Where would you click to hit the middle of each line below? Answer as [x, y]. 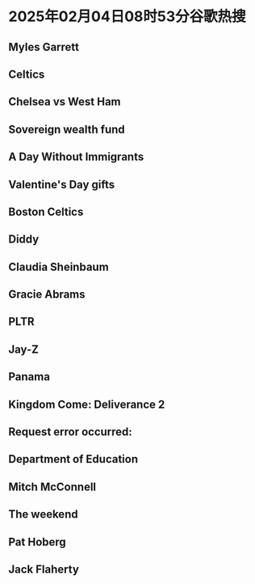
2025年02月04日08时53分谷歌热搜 [127, 17]
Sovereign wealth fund [67, 129]
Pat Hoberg [37, 542]
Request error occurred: [71, 432]
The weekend [43, 514]
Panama [29, 377]
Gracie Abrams [47, 295]
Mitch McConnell [52, 487]
